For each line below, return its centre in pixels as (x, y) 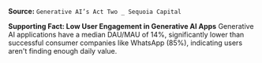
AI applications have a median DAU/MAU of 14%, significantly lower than (126, 35)
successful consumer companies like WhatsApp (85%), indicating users (125, 43)
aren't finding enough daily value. (63, 51)
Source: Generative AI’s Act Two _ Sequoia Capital (95, 11)
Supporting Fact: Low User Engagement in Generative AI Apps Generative (131, 26)
